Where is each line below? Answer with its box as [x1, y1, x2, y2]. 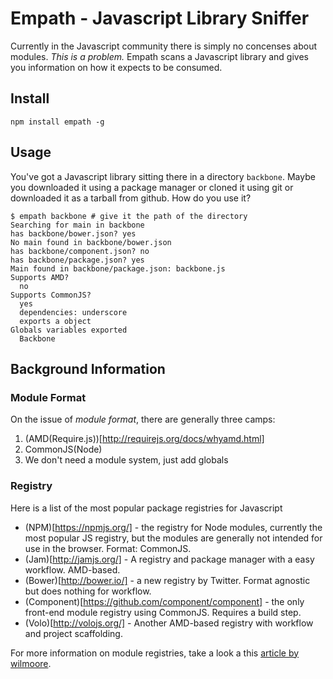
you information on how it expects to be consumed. [10, 61, 223, 73]
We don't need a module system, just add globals [24, 454, 229, 466]
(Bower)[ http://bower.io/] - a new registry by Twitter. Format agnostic [24, 574, 311, 586]
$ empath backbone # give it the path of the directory [10, 211, 248, 221]
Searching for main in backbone [10, 220, 145, 230]
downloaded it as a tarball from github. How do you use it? [10, 192, 252, 204]
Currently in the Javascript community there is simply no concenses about [10, 40, 317, 52]
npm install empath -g [10, 117, 105, 127]
